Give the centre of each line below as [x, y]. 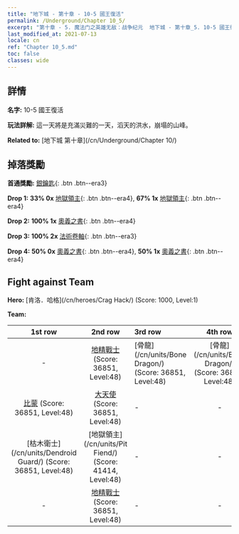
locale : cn [23, 41]
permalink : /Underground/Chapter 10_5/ [67, 21]
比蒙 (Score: [44, 403]
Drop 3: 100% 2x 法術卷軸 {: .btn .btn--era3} [72, 236]
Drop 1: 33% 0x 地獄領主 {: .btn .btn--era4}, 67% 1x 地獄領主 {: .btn [105, 198]
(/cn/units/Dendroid [44, 453]
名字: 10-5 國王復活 [36, 110]
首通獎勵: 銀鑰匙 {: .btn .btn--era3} [58, 183]
